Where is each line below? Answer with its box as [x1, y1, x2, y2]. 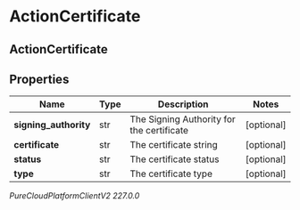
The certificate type [129, 167, 212, 180]
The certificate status [129, 153, 220, 166]
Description [157, 98, 209, 110]
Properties [9, 71, 70, 86]
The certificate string [129, 139, 219, 151]
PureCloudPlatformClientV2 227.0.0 [9, 190, 140, 201]
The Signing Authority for [129, 113, 237, 125]
